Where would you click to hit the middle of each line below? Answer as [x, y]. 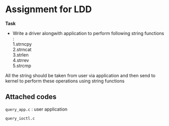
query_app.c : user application [36, 109]
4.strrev [21, 60]
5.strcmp [22, 66]
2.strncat [22, 49]
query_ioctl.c [20, 118]
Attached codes [31, 97]
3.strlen [20, 55]
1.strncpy [22, 44]
